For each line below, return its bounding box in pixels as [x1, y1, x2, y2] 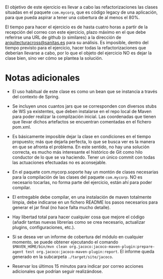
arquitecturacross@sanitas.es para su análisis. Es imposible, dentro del [5, 40, 149, 46]
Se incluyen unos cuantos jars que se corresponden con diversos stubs [12, 103, 157, 109]
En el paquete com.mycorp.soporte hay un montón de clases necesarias [12, 169, 159, 175]
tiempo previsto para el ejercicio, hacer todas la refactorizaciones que [5, 45, 146, 50]
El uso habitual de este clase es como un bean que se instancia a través [12, 88, 158, 94]
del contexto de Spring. [12, 93, 60, 99]
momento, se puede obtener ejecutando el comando [12, 239, 118, 245]
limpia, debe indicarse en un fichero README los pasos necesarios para [12, 199, 158, 205]
